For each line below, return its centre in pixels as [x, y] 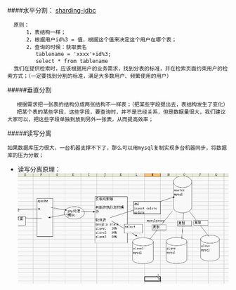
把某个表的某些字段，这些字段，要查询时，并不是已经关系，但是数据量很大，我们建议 [121, 112]
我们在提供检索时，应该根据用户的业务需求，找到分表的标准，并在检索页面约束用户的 [118, 69]
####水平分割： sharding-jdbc [52, 10]
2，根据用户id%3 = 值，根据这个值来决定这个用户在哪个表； [101, 40]
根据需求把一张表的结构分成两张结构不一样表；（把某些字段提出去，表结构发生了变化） [123, 104]
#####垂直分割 [29, 90]
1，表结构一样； [46, 32]
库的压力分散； [26, 156]
